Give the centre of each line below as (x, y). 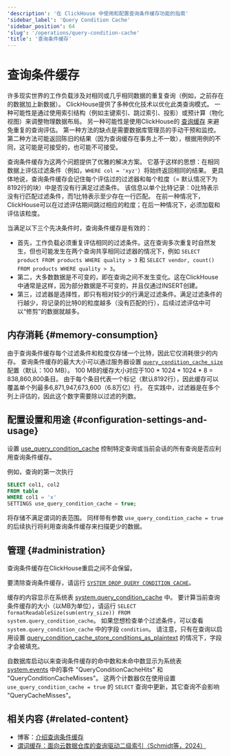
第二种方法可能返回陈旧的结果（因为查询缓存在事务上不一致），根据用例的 (111, 139)
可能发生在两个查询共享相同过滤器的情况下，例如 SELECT (121, 251)
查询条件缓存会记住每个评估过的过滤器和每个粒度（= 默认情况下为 (124, 179)
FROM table (23, 491)
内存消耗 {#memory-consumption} (83, 335)
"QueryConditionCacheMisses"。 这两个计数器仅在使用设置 (91, 678)
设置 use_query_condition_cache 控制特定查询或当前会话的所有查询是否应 (111, 449)
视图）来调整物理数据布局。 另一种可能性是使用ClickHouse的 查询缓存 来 (110, 122)
